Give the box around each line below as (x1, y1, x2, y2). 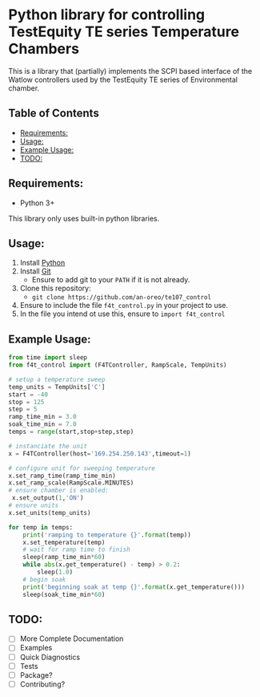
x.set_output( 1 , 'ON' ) (11, 494, 84, 502)
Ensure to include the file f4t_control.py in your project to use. (19, 301, 229, 310)
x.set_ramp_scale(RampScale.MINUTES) (8, 479, 134, 487)
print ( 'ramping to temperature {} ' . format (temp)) (22, 531, 192, 539)
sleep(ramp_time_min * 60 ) (22, 553, 106, 561)
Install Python (19, 258, 66, 268)
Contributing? (19, 679, 66, 689)
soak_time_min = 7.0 (8, 420, 78, 428)
